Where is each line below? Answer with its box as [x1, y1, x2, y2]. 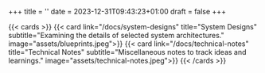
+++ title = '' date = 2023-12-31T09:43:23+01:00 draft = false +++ [8, 7, 227, 16]
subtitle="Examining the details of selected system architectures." [8, 31, 224, 40]
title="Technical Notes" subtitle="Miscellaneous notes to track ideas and [8, 48, 247, 56]
